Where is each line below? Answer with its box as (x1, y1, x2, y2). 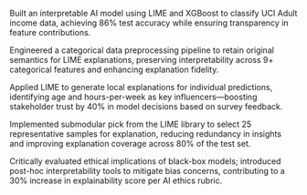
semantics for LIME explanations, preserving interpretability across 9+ (9, 55, 274, 65)
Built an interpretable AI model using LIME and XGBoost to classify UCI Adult (9, 8, 298, 18)
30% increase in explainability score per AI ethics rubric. (9, 175, 223, 186)
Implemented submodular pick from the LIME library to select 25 (9, 118, 252, 129)
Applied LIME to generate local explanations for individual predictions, (9, 82, 273, 92)
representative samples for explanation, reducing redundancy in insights (9, 128, 281, 139)
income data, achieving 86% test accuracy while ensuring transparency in (9, 17, 290, 28)
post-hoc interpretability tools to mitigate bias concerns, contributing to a (9, 166, 285, 176)
